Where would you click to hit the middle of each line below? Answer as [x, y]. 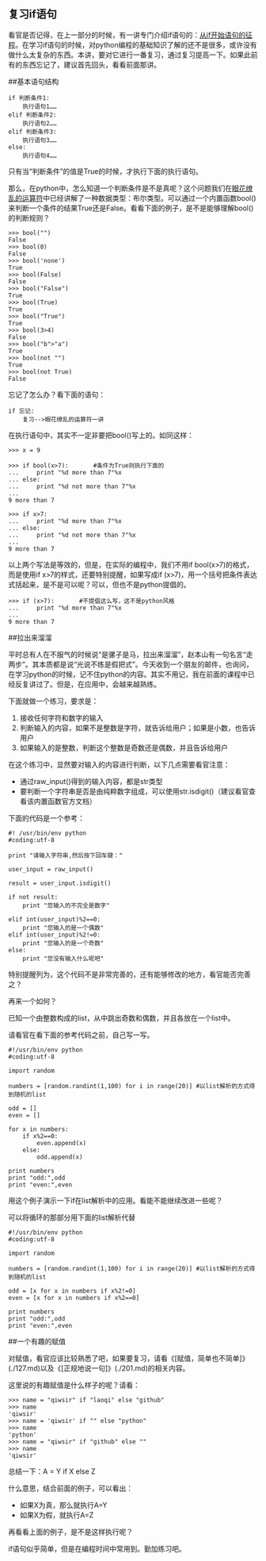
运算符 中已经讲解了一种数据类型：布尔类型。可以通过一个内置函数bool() [139, 198]
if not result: [33, 897]
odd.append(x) [60, 1157]
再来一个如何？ [32, 1001]
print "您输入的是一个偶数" [63, 928]
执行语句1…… [40, 106]
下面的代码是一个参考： [46, 818]
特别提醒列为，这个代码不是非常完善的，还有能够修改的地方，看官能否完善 [129, 974]
